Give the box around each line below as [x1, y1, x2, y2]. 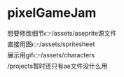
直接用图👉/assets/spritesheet [7, 40, 95, 48]
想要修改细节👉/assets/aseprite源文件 [7, 29, 117, 37]
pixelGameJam [7, 5, 97, 21]
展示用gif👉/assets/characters [7, 50, 95, 59]
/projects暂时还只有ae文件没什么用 [7, 62, 108, 70]
